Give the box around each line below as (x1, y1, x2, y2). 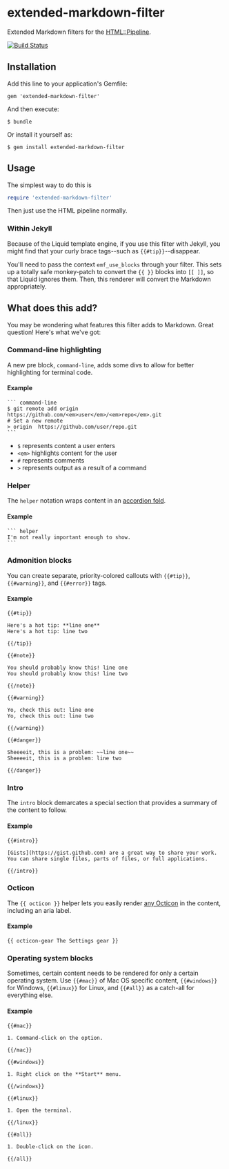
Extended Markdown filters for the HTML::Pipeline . (7, 28, 152, 36)
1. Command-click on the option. (7, 1034, 103, 1041)
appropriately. (7, 282, 47, 291)
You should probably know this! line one (7, 664, 128, 671)
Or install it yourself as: (7, 130, 72, 139)
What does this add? (7, 302, 98, 314)
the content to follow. (7, 806, 68, 814)
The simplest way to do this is (7, 181, 92, 189)
